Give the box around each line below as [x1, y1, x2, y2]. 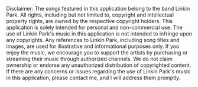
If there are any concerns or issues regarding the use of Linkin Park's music [6, 68, 191, 75]
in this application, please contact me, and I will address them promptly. [6, 74, 181, 81]
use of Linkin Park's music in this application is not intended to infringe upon [6, 30, 193, 37]
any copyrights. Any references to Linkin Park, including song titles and [6, 37, 180, 43]
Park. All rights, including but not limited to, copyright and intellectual [6, 11, 174, 18]
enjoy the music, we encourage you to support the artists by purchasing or [6, 49, 188, 56]
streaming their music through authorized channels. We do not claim [6, 56, 173, 62]
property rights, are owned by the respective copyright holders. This [6, 18, 173, 24]
